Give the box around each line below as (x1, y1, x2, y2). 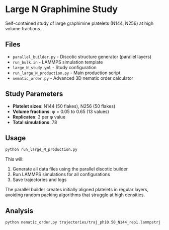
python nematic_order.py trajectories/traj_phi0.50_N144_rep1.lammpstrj (5, 220, 161, 225)
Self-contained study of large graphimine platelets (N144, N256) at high (5, 20, 154, 26)
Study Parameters (5, 90, 63, 98)
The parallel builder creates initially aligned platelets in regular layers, (5, 187, 149, 193)
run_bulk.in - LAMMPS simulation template (12, 59, 103, 65)
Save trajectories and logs (12, 177, 67, 183)
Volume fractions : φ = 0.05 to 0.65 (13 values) (12, 108, 110, 114)
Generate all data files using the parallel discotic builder (12, 166, 128, 172)
